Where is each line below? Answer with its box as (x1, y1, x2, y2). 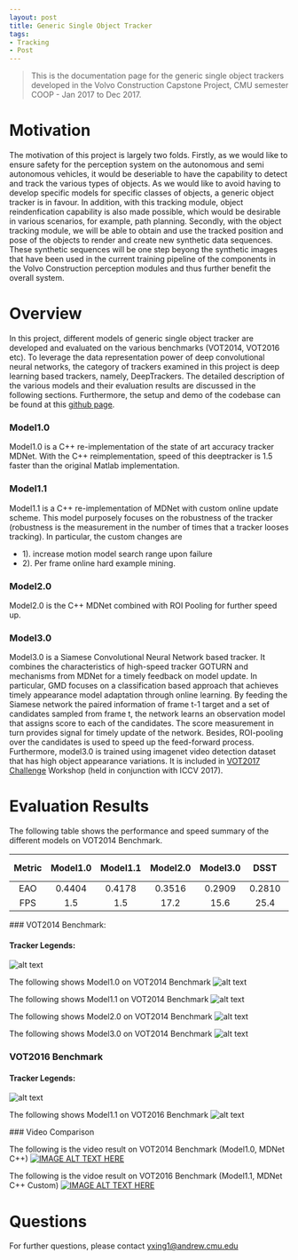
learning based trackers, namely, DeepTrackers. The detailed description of (9, 371, 286, 381)
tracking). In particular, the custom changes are (9, 530, 183, 542)
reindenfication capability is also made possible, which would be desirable (9, 206, 281, 218)
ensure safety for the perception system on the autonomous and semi (9, 159, 264, 170)
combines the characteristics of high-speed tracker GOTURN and (9, 661, 248, 672)
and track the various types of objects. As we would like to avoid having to (9, 179, 281, 189)
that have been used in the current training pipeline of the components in (9, 254, 277, 265)
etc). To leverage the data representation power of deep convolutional (9, 352, 265, 363)
